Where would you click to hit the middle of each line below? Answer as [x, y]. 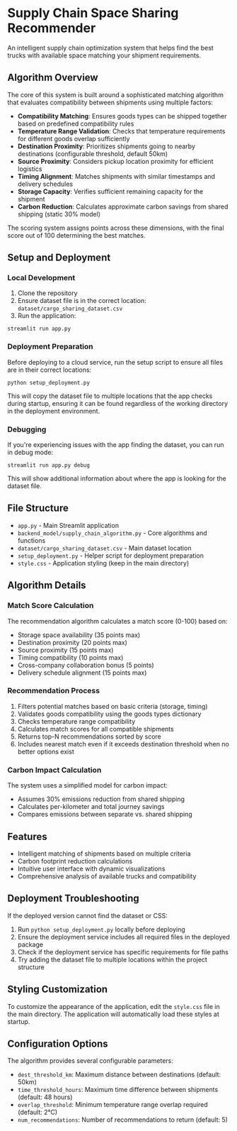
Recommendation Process [54, 691]
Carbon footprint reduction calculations [75, 861]
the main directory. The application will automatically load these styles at [113, 1014]
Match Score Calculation [51, 606]
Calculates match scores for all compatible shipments [96, 729]
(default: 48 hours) [45, 1097]
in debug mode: [30, 453]
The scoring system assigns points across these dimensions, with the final [116, 228]
